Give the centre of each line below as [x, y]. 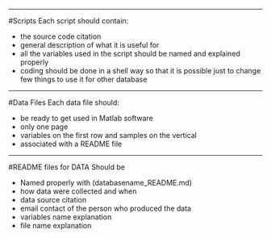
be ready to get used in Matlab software [86, 118]
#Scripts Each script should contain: [69, 21]
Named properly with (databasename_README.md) [106, 183]
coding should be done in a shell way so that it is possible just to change [140, 71]
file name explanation [56, 225]
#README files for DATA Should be [67, 167]
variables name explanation [66, 217]
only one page [44, 127]
